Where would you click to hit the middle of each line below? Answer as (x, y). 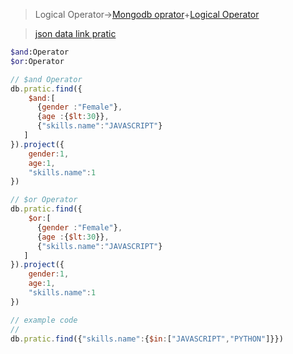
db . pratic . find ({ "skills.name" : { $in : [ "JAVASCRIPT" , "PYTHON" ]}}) (147, 339)
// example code (44, 320)
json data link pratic (75, 33)
